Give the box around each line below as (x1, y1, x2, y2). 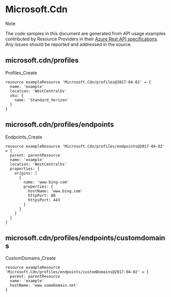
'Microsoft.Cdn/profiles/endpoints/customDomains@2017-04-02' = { (5, 269, 149, 275)
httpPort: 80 (27, 193, 56, 198)
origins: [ (14, 170, 38, 176)
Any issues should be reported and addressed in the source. (5, 41, 132, 47)
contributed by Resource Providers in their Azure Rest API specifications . (5, 36, 159, 42)
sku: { (10, 93, 24, 98)
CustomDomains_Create (5, 255, 56, 261)
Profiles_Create (5, 70, 37, 76)
